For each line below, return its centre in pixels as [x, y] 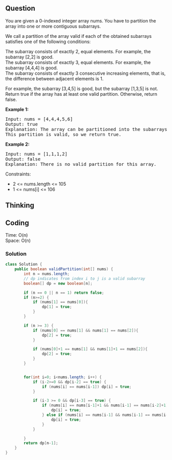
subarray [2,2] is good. [29, 57]
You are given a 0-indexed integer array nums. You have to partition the [81, 20]
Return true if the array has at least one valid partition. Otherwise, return [81, 94]
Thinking [20, 205]
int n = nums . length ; [47, 274]
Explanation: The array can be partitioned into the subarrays [86, 129]
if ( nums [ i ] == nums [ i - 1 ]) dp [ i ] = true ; [87, 387]
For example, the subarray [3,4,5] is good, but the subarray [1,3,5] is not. [82, 89]
